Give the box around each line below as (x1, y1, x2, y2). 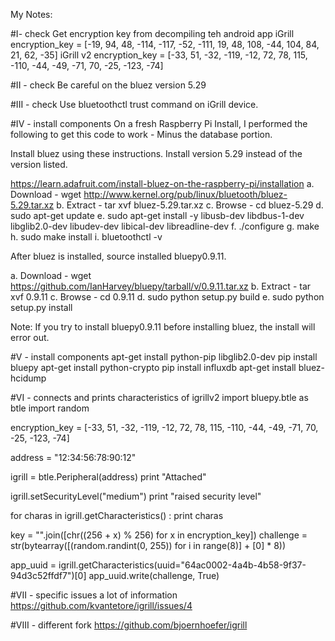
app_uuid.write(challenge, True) (88, 570, 220, 581)
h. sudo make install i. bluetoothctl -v (10, 231, 163, 243)
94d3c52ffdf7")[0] (10, 570, 87, 581)
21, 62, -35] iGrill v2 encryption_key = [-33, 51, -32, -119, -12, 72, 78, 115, (10, 49, 308, 61)
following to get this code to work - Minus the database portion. (10, 129, 273, 140)
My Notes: (10, 9, 53, 20)
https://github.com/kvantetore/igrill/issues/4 (10, 600, 193, 611)
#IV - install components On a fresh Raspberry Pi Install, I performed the (10, 118, 308, 129)
